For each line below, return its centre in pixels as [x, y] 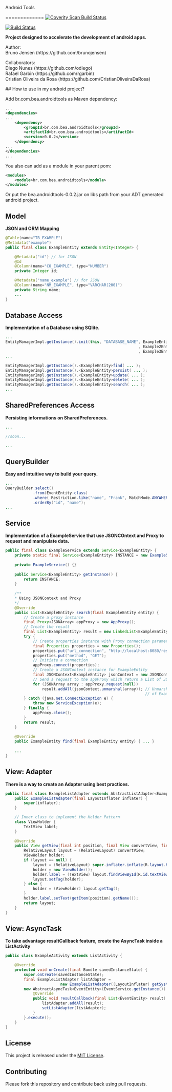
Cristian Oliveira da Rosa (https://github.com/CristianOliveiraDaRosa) [78, 79]
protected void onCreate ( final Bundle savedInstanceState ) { [81, 970]
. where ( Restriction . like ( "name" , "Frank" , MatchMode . [92, 497]
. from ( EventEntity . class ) [60, 493]
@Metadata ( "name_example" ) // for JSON [57, 280]
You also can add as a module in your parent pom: [58, 166]
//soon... [16, 436]
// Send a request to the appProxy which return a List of [97, 679]
